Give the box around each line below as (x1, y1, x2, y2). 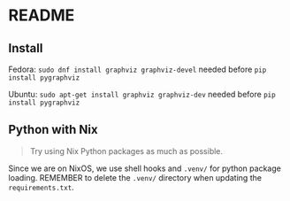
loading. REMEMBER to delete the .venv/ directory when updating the (8, 172, 263, 182)
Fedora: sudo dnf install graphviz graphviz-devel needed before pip (8, 64, 267, 74)
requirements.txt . (8, 182, 74, 192)
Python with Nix (8, 122, 98, 137)
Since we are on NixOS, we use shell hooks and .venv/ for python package (8, 163, 282, 174)
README (8, 5, 75, 26)
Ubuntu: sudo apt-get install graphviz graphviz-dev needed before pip (8, 89, 276, 99)
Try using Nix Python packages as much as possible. (29, 145, 223, 156)
